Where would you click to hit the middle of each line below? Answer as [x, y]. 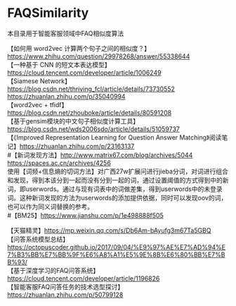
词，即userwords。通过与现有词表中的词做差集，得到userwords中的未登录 [115, 189]
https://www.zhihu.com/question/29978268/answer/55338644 [99, 56]
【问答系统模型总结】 [38, 239]
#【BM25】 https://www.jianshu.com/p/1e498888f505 [85, 215]
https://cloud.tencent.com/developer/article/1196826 [84, 278]
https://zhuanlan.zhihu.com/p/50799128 [65, 295]
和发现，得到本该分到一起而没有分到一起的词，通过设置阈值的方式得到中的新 [118, 180]
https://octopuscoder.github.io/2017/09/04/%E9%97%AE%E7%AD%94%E [117, 247]
